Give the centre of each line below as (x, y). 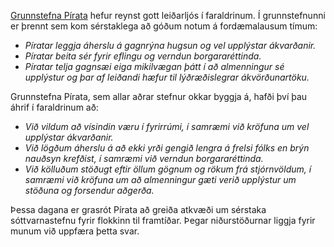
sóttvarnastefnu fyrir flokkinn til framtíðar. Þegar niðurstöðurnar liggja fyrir (163, 220)
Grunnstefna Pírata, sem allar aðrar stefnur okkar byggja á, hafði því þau (159, 96)
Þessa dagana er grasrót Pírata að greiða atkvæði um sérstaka (138, 209)
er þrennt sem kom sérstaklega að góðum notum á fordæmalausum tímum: (164, 26)
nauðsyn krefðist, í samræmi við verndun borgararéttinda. (144, 158)
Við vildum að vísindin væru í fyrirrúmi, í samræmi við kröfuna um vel (167, 126)
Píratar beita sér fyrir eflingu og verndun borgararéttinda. (143, 56)
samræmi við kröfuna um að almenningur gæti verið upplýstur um (160, 179)
